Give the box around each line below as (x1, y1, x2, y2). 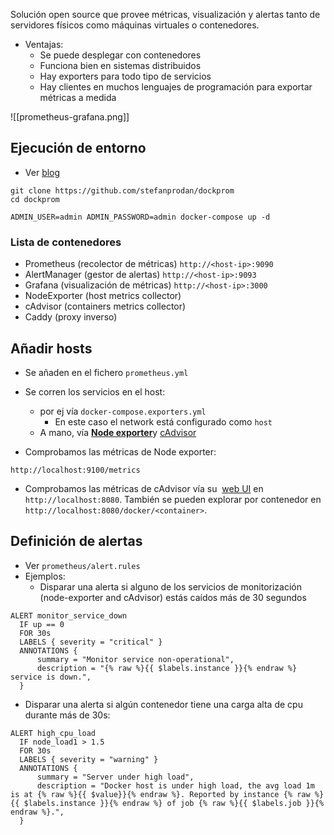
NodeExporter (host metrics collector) (24, 290, 182, 302)
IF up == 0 (19, 619, 65, 629)
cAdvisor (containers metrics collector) (24, 300, 187, 313)
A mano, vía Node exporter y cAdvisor (39, 426, 197, 438)
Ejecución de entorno (10, 140, 147, 157)
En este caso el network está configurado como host (54, 415, 273, 428)
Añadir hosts (10, 340, 93, 357)
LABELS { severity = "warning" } (19, 754, 159, 764)
